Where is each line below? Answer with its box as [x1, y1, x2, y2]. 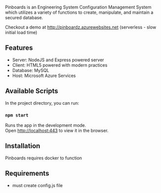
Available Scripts [5, 87, 58, 95]
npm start [5, 112, 29, 118]
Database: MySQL [12, 67, 49, 73]
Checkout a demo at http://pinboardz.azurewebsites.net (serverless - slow [5, 24, 157, 30]
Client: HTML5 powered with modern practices [12, 62, 107, 68]
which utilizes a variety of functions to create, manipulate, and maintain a [5, 9, 154, 15]
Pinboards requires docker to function [5, 155, 82, 161]
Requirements [5, 169, 49, 178]
